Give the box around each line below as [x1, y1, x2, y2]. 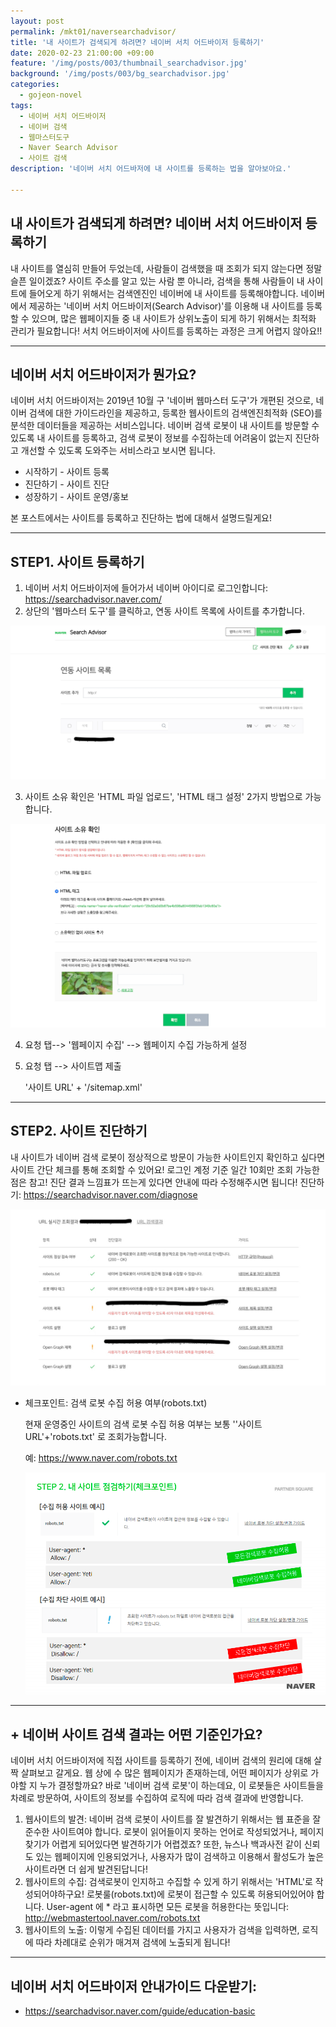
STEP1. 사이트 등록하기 [10, 553, 145, 570]
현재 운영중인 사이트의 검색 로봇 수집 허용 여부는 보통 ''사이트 [24, 1418, 263, 1430]
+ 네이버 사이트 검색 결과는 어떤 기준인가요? [10, 1726, 263, 1743]
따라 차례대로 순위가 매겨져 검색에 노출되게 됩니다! [35, 1936, 231, 1949]
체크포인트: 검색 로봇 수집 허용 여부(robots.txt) [24, 1397, 208, 1409]
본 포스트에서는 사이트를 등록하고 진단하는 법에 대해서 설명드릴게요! [10, 512, 272, 524]
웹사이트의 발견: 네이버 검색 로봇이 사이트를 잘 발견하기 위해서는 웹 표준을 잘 [24, 1813, 322, 1825]
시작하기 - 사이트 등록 [24, 466, 110, 478]
